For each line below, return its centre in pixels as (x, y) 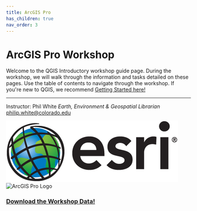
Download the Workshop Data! (51, 202)
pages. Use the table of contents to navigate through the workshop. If (90, 83)
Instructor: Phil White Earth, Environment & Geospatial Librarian (83, 106)
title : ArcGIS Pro (28, 12)
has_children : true (30, 19)
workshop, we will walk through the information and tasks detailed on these (97, 77)
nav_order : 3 (22, 25)
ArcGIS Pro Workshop (60, 54)
